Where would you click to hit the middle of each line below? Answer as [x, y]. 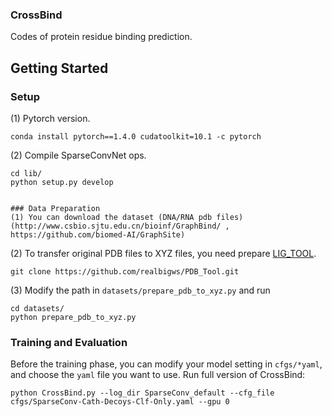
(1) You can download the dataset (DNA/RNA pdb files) [127, 217]
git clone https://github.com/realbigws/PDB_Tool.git [125, 271]
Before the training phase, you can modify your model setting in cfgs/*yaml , [166, 364]
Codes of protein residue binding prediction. [101, 37]
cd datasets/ [37, 308]
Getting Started [59, 68]
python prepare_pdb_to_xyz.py [73, 317]
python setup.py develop [62, 182]
